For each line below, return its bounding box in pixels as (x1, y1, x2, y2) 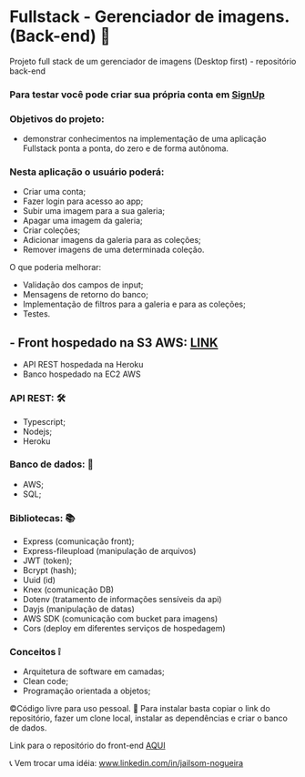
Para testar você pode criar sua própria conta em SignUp (9, 88, 266, 101)
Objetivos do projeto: (9, 112, 105, 125)
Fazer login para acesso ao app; (22, 196, 144, 207)
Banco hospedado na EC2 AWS (22, 368, 141, 379)
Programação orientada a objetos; (22, 685, 151, 697)
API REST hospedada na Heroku (22, 359, 144, 370)
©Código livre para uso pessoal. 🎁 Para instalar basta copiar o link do (9, 703, 270, 714)
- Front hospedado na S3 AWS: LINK (9, 335, 219, 350)
